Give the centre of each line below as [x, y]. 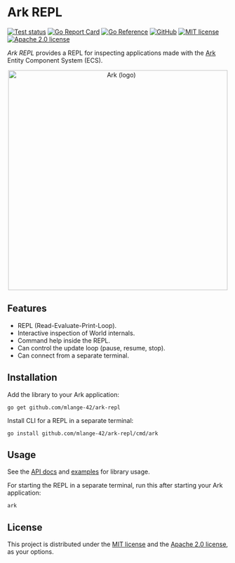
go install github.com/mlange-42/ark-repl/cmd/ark [83, 434]
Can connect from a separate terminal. [73, 355]
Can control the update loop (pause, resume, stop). [92, 348]
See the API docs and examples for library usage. [79, 472]
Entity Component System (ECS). [55, 60]
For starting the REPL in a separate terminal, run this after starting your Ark [115, 486]
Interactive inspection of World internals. [76, 333]
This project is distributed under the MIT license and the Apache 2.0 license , [118, 544]
